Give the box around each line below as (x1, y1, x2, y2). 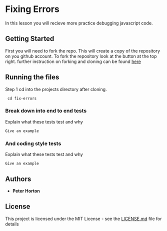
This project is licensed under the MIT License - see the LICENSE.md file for (5, 215, 162, 221)
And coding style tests (5, 140, 61, 147)
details (5, 221, 19, 227)
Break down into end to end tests (5, 107, 87, 114)
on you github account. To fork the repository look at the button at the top (5, 53, 157, 59)
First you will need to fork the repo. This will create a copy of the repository (5, 47, 160, 53)
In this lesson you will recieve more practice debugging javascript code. (5, 20, 153, 26)
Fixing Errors (5, 3, 60, 15)
